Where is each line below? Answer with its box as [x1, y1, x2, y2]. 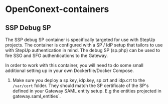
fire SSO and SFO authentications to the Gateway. [5, 52, 108, 58]
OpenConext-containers [5, 3, 109, 15]
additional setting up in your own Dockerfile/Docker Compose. [5, 67, 134, 73]
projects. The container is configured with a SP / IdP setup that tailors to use [5, 42, 163, 48]
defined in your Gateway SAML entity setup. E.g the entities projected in [12, 88, 161, 93]
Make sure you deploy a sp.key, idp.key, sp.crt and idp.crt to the [12, 77, 145, 83]
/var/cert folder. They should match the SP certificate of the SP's [12, 82, 149, 88]
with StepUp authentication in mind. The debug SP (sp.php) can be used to [5, 47, 160, 53]
